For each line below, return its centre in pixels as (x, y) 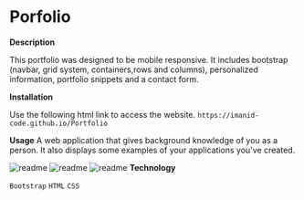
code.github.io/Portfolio (58, 123)
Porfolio (40, 17)
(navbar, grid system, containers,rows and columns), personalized (134, 69)
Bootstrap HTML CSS (45, 186)
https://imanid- (228, 115)
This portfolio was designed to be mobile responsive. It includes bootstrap (149, 59)
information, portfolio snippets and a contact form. (104, 79)
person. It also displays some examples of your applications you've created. (152, 150)
